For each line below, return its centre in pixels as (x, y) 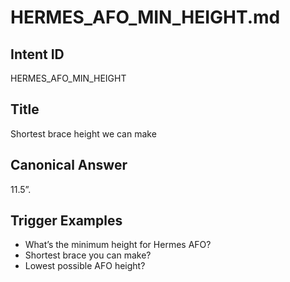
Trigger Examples (66, 221)
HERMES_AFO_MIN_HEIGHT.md (145, 17)
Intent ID (37, 54)
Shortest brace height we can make (83, 133)
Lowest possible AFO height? (85, 266)
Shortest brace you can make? (88, 255)
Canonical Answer (69, 165)
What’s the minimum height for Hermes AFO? (118, 245)
